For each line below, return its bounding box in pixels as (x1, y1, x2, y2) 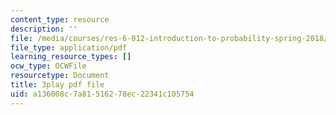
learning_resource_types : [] (10, 52, 132, 62)
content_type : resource (10, 14, 110, 25)
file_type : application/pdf (10, 42, 128, 53)
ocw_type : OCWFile (10, 61, 87, 71)
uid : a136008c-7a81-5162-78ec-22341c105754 (10, 89, 195, 99)
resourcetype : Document (10, 71, 110, 81)
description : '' (10, 24, 78, 34)
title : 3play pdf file (10, 80, 105, 90)
